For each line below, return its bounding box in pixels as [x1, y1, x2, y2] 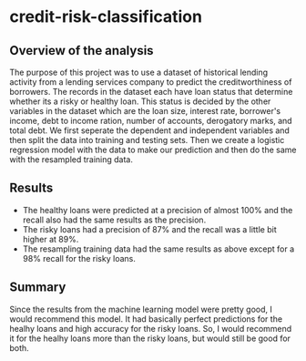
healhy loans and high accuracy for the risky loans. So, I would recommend [9, 323, 292, 334]
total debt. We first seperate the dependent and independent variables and [9, 125, 290, 136]
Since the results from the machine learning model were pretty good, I [9, 304, 273, 315]
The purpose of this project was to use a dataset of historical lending [9, 67, 269, 77]
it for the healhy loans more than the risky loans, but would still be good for [9, 333, 291, 344]
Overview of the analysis [9, 43, 154, 58]
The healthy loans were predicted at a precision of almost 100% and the [22, 204, 293, 215]
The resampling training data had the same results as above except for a [22, 243, 295, 254]
